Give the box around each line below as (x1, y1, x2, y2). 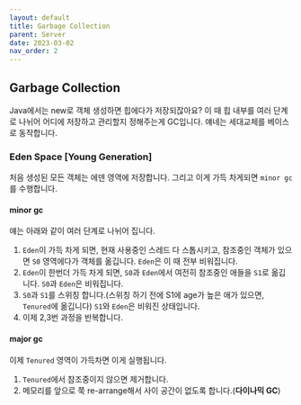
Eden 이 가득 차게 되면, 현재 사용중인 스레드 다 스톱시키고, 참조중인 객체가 (22, 245, 276, 256)
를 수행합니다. (9, 184, 58, 194)
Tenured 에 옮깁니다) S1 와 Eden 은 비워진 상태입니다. (22, 301, 200, 311)
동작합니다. (18, 127, 58, 138)
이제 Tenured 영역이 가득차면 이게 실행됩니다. (9, 355, 167, 365)
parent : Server (9, 30, 66, 39)
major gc (9, 334, 43, 345)
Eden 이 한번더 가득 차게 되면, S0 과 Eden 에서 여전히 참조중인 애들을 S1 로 (22, 267, 270, 278)
